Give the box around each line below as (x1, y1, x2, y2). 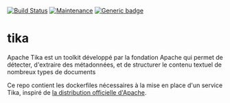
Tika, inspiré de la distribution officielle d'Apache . (7, 88, 147, 96)
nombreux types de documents (7, 67, 96, 76)
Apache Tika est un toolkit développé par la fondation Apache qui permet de (7, 53, 223, 61)
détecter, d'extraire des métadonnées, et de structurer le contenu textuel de (7, 60, 222, 69)
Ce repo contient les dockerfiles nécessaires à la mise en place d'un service (7, 81, 223, 89)
